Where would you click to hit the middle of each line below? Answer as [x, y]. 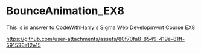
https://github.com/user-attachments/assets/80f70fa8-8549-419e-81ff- [96, 39]
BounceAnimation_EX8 [65, 11]
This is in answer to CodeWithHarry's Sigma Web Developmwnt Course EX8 [101, 27]
